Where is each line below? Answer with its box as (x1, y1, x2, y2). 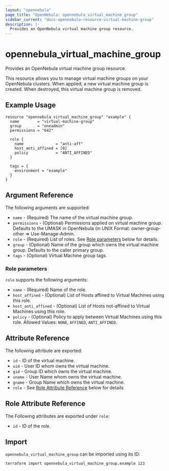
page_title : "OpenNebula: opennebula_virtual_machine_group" (5, 12, 138, 17)
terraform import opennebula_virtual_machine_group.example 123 (5, 461, 145, 466)
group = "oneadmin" (10, 123, 65, 128)
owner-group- (131, 225, 161, 231)
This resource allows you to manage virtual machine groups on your (5, 75, 149, 82)
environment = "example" (14, 168, 67, 173)
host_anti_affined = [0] (14, 146, 67, 151)
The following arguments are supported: (5, 204, 90, 210)
